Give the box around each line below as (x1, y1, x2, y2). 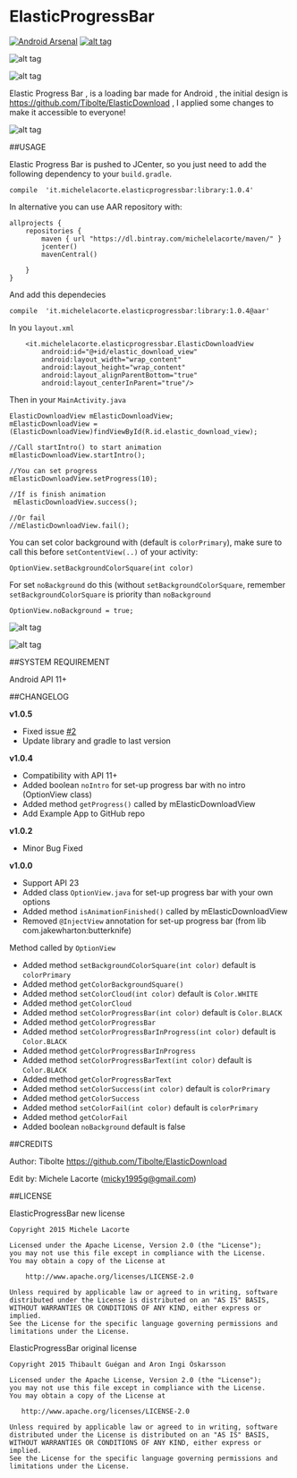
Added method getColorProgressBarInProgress (21, 1045, 197, 1056)
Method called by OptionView (9, 942, 116, 953)
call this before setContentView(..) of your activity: (9, 546, 199, 556)
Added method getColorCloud (21, 998, 132, 1008)
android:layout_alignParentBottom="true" (41, 370, 199, 379)
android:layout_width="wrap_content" (41, 355, 182, 364)
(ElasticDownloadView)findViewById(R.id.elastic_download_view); (9, 427, 258, 436)
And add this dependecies (9, 289, 106, 300)
